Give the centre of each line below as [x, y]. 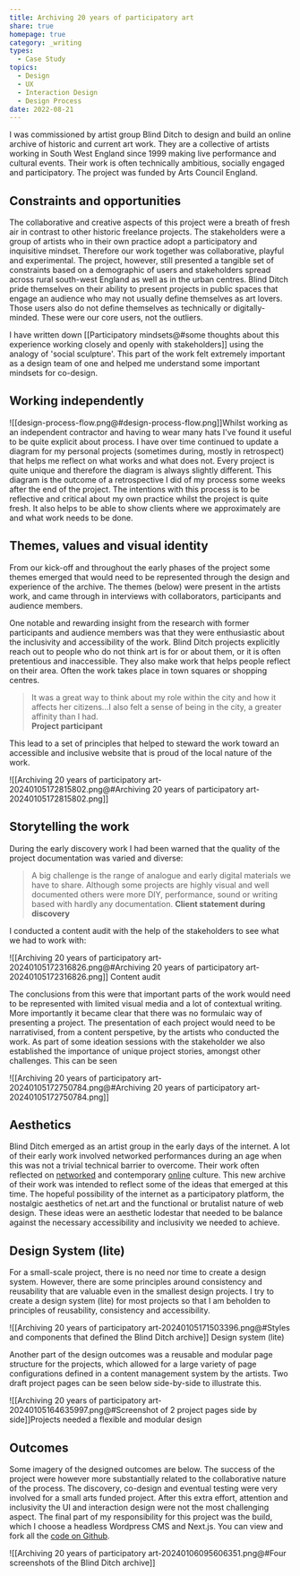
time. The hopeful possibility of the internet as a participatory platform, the [147, 1194]
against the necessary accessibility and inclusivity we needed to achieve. [145, 1222]
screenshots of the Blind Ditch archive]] [82, 1563]
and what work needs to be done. [71, 518]
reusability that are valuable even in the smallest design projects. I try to [142, 1291]
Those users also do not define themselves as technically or [120, 308]
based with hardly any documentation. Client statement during [148, 904]
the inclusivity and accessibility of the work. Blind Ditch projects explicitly [145, 642]
